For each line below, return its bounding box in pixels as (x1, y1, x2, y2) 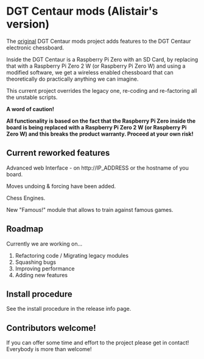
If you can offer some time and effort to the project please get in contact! (6, 339, 189, 346)
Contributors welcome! (6, 322, 96, 333)
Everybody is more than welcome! (6, 346, 93, 353)
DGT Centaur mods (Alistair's (6, 4, 158, 18)
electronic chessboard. (6, 44, 65, 51)
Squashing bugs (15, 258, 57, 266)
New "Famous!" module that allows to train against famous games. (6, 206, 174, 213)
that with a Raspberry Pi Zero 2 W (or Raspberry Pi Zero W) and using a (6, 62, 186, 70)
